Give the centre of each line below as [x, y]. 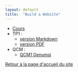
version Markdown [39, 39]
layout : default [22, 10]
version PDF [32, 44]
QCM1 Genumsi [36, 54]
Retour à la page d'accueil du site [39, 64]
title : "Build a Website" [33, 14]
